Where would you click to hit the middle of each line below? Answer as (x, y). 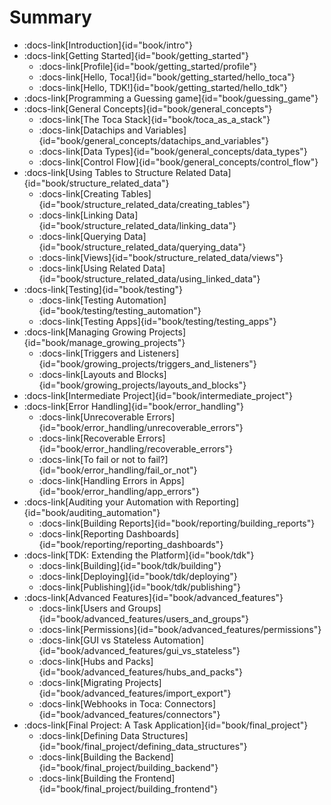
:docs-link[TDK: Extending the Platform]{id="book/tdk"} (139, 555)
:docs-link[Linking (76, 215)
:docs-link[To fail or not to (92, 459)
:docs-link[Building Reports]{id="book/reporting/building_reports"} (177, 523)
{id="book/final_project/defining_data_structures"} (143, 746)
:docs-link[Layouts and (86, 374)
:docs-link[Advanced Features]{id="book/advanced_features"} (153, 597)
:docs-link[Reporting (81, 533)
